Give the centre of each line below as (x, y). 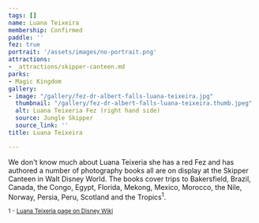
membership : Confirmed (45, 30)
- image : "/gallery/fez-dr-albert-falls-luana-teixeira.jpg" (111, 96)
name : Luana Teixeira (44, 23)
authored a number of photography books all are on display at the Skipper (128, 170)
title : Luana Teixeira (45, 132)
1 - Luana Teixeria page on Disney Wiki (61, 211)
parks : (19, 74)
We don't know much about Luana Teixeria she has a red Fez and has (121, 162)
